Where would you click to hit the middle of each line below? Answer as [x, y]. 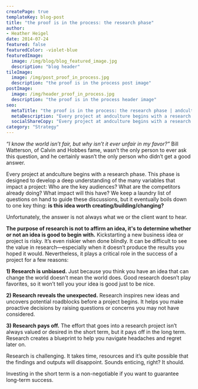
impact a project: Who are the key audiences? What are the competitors [93, 187]
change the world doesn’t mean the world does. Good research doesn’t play [99, 278]
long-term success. [30, 380]
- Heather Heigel [27, 34]
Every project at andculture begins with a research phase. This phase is [93, 174]
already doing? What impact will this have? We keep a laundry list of [89, 193]
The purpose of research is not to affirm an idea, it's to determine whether [99, 228]
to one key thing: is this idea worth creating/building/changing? [85, 205]
